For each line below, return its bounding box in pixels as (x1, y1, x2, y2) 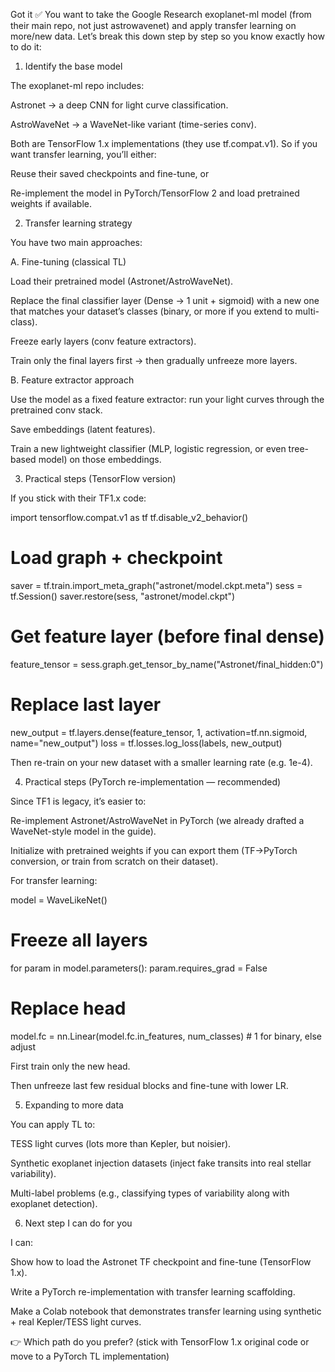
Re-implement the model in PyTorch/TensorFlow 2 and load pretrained (10, 187, 300, 199)
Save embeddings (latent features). (10, 424, 156, 435)
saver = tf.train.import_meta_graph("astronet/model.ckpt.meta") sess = (10, 579, 303, 591)
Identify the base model (24, 60, 123, 72)
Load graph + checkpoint (10, 547, 223, 569)
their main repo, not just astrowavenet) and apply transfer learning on (10, 20, 297, 31)
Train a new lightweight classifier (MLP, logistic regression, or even (10, 443, 287, 454)
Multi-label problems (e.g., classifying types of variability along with (10, 1187, 290, 1199)
